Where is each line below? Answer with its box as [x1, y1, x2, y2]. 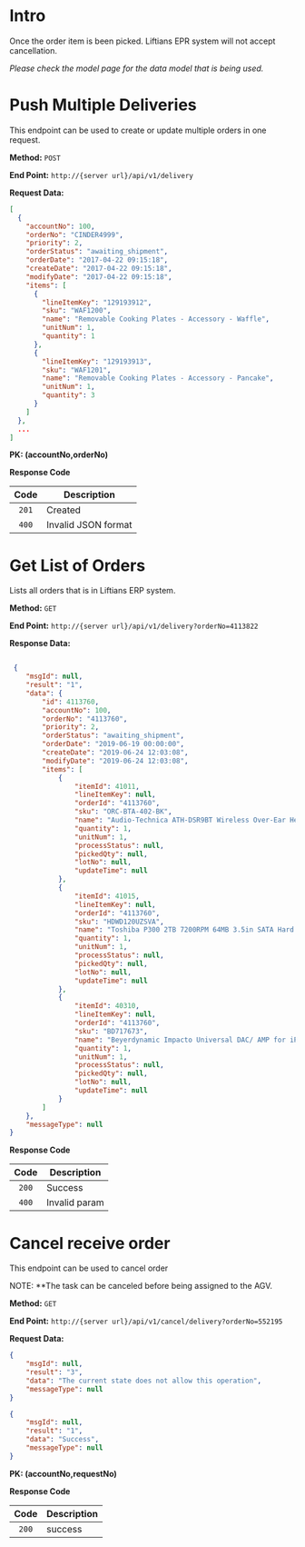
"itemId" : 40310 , [74, 1002, 141, 1011]
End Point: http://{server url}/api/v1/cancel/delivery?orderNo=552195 [9, 1315, 283, 1327]
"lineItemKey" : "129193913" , [42, 356, 152, 366]
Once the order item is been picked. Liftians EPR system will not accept [9, 35, 276, 46]
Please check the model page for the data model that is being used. [9, 63, 264, 74]
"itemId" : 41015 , [74, 892, 141, 901]
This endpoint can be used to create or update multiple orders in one [9, 125, 267, 135]
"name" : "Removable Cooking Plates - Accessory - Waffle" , [42, 314, 271, 324]
